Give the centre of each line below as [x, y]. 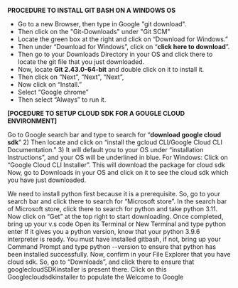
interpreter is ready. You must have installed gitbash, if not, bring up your [114, 239]
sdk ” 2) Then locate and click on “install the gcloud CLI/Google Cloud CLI [115, 142]
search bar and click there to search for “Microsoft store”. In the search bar [117, 201]
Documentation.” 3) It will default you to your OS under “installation [106, 150]
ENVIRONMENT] [32, 121]
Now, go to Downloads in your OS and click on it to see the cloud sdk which [118, 172]
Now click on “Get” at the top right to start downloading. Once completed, [115, 217]
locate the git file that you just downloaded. [81, 62]
